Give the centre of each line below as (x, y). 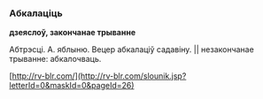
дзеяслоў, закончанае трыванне (72, 33)
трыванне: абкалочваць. (55, 59)
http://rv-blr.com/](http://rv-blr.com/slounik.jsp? (99, 76)
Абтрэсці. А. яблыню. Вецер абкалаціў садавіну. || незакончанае (131, 49)
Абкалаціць (36, 13)
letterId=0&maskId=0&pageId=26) (72, 86)
